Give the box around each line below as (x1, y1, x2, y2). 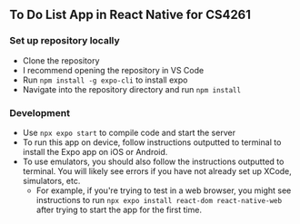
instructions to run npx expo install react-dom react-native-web (35, 194, 283, 205)
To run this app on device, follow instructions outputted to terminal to (22, 136, 282, 148)
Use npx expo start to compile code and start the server (22, 127, 236, 138)
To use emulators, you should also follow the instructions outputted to (22, 156, 285, 167)
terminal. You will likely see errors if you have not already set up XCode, (22, 165, 293, 176)
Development (9, 106, 71, 119)
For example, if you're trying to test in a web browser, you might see (35, 185, 292, 196)
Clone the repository (22, 54, 100, 66)
